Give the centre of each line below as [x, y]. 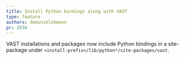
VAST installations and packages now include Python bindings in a [87, 44]
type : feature [23, 17]
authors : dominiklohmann [36, 22]
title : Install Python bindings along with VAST [67, 11]
